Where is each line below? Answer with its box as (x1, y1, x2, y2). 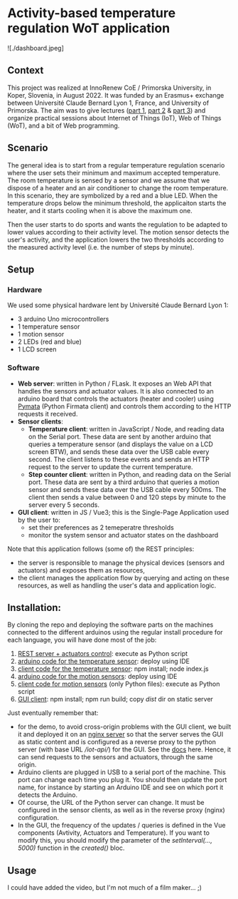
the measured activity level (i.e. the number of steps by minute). (7, 242, 195, 251)
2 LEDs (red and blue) (17, 337, 82, 346)
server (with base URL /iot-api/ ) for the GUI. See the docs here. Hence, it (17, 745, 232, 754)
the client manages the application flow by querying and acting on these (17, 573, 229, 582)
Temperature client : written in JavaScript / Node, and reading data (28, 424, 225, 433)
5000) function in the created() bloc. (17, 843, 125, 853)
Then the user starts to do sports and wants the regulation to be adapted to (7, 220, 228, 229)
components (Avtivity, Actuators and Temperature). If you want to (17, 828, 210, 837)
